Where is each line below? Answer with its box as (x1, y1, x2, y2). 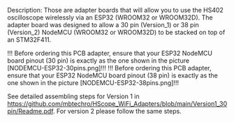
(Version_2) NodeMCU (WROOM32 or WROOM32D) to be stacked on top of (7, 28, 226, 36)
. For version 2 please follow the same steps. (52, 107, 182, 115)
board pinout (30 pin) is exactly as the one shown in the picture (7, 56, 190, 65)
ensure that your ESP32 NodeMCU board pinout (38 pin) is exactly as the (7, 71, 219, 79)
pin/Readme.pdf (7, 107, 54, 115)
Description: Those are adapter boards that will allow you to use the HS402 (7, 6, 224, 14)
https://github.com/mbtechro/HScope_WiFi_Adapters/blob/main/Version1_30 (7, 100, 228, 107)
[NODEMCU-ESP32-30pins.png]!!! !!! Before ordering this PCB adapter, (7, 64, 212, 72)
